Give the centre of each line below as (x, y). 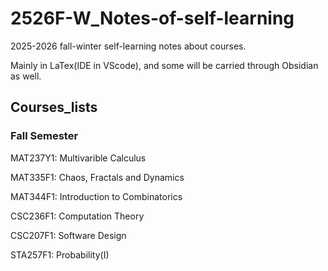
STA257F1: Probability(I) (60, 254)
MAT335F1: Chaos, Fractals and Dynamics (97, 177)
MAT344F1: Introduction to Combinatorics (96, 196)
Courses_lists (54, 107)
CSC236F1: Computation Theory (77, 216)
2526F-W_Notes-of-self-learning (152, 18)
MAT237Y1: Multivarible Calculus (78, 158)
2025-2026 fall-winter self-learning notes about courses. (128, 46)
